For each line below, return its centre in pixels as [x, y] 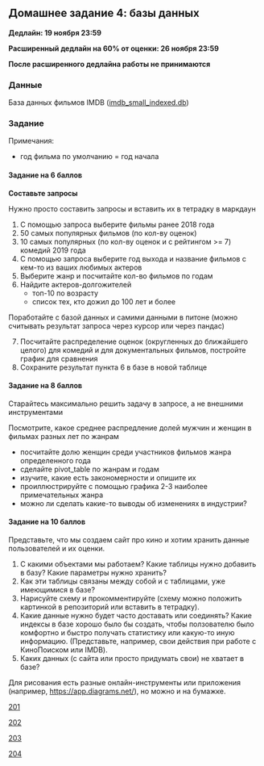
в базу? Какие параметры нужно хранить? [93, 573]
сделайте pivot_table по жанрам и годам [89, 469]
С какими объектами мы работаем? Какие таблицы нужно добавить [138, 564]
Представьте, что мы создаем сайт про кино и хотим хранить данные [129, 540]
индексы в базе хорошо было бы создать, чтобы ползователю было [137, 624]
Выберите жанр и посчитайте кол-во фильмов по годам [116, 276]
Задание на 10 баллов [47, 522]
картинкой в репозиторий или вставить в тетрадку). [109, 607]
